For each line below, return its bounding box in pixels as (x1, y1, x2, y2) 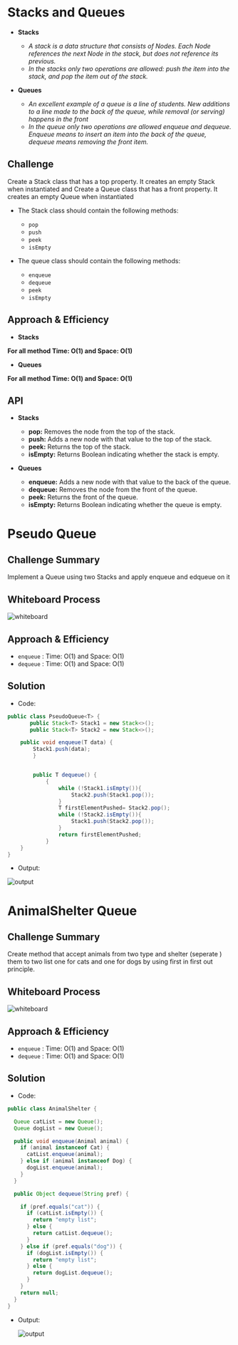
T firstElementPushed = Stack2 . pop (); (58, 804, 171, 812)
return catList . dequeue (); (33, 1229, 113, 1237)
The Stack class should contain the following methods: (17, 206, 179, 215)
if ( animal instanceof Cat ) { (20, 1144, 110, 1152)
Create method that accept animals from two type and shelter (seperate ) (7, 950, 222, 958)
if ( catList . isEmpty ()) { (26, 1210, 103, 1217)
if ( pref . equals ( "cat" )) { (20, 1203, 100, 1210)
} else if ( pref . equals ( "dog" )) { (20, 1242, 123, 1250)
